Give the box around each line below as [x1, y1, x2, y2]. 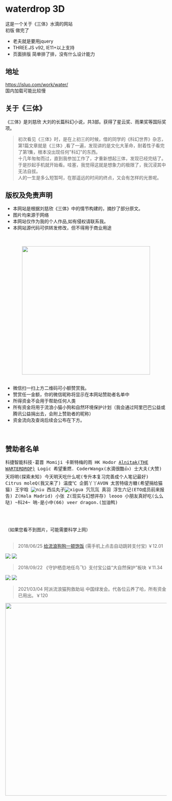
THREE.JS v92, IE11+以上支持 [12, 44, 75, 50]
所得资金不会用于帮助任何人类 [12, 398, 76, 404]
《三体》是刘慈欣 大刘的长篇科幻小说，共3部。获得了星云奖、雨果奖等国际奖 [5, 119, 166, 125]
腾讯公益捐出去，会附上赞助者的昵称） [12, 411, 94, 417]
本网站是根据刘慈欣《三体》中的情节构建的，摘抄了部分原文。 [12, 206, 143, 212]
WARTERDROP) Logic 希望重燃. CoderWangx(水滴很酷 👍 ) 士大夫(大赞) [5, 466, 162, 472]
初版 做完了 [5, 27, 29, 33]
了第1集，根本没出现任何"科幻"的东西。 [17, 148, 101, 155]
